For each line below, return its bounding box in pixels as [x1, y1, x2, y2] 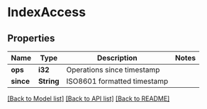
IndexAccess [7, 4, 86, 20]
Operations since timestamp [66, 65, 160, 75]
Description [96, 53, 138, 63]
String [38, 77, 60, 86]
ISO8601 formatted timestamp [66, 77, 169, 86]
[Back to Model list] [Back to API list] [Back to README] [7, 94, 170, 103]
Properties [7, 32, 55, 44]
